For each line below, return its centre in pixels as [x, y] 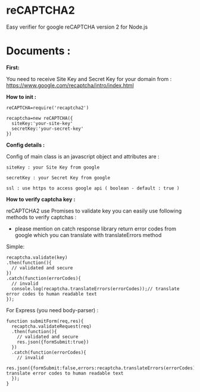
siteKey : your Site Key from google [53, 167]
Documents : [38, 51]
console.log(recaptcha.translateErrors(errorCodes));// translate [96, 289]
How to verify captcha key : [41, 199]
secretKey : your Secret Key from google [58, 178]
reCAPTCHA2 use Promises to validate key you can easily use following [94, 211]
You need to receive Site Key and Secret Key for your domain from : [89, 79]
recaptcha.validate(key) [37, 257]
